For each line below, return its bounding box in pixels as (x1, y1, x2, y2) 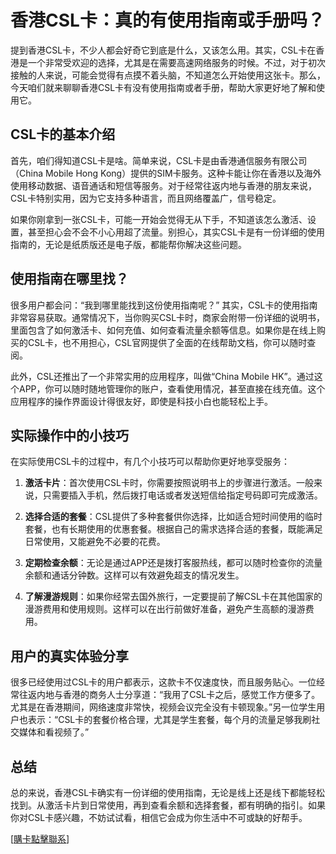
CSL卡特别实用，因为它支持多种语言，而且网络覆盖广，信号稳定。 (10, 192, 282, 204)
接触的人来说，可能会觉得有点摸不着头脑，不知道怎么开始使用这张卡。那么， (10, 69, 326, 81)
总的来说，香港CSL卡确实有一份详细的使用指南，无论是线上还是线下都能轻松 (10, 787, 326, 798)
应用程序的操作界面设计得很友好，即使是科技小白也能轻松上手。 (10, 395, 273, 407)
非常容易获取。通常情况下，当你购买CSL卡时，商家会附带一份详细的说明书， (10, 311, 326, 323)
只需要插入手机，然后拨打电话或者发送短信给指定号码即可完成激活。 (42, 489, 323, 501)
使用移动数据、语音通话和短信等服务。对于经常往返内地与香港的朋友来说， (10, 179, 317, 191)
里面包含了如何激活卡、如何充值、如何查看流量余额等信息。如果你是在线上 (10, 324, 317, 336)
